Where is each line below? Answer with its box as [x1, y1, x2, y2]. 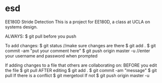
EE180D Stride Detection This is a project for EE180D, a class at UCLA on [5, 19, 150, 25]
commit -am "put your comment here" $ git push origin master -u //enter [5, 48, 150, 54]
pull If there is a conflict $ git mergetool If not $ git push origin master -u [5, 72, 149, 78]
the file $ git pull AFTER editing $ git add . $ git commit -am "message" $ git [5, 67, 157, 73]
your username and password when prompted [5, 53, 98, 58]
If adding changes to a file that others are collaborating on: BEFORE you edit [5, 62, 157, 68]
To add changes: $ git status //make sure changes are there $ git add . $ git [5, 42, 156, 48]
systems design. [5, 24, 38, 29]
